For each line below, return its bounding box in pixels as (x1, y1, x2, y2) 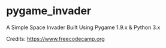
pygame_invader (6, 4, 92, 18)
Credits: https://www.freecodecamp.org (6, 35, 105, 42)
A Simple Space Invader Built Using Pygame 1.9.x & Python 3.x (6, 24, 161, 31)
